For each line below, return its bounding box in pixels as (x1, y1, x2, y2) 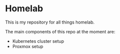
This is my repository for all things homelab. (5, 19, 95, 25)
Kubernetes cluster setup (12, 38, 64, 44)
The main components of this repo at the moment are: (5, 28, 116, 34)
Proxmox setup (12, 43, 44, 49)
